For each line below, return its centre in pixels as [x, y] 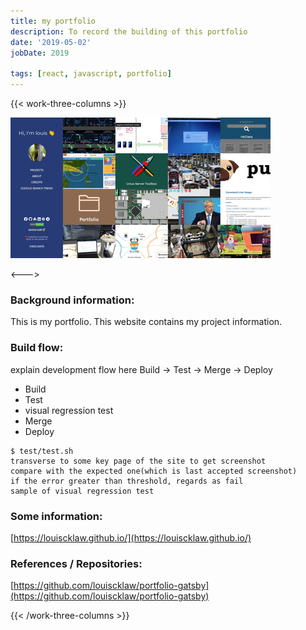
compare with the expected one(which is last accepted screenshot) [154, 471]
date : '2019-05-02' [51, 42]
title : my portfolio [53, 21]
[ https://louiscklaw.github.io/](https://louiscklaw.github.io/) [131, 537]
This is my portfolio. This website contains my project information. [146, 322]
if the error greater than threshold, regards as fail [127, 481]
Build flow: [37, 348]
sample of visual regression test [82, 491]
